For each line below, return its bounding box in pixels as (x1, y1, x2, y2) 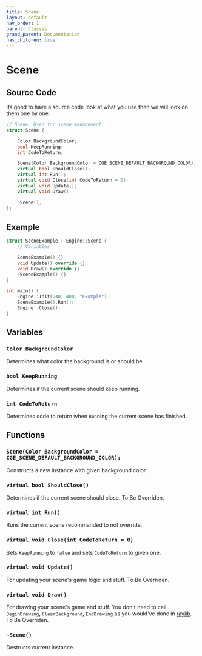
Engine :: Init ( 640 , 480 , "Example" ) (17, 293, 107, 300)
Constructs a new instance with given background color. (6, 466, 147, 474)
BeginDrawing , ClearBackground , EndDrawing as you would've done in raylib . (6, 610, 192, 617)
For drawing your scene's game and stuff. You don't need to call (6, 604, 167, 611)
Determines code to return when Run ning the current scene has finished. (6, 412, 187, 420)
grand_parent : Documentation (6, 32, 80, 38)
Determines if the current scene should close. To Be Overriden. (6, 494, 164, 501)
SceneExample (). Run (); (17, 300, 75, 306)
